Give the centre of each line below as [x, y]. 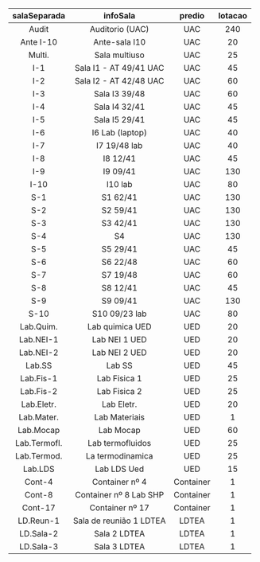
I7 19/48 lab [119, 145]
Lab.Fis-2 [39, 391]
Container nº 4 [119, 482]
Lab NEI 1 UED [119, 340]
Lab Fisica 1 [119, 379]
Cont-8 [39, 495]
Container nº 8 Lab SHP [120, 495]
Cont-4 [39, 482]
